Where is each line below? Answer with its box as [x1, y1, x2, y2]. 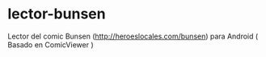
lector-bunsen [7, 5, 106, 23]
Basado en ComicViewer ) [7, 39, 94, 49]
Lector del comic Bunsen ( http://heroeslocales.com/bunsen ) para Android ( [7, 31, 259, 41]
